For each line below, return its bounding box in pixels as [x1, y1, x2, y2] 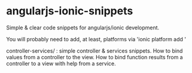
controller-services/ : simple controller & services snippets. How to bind [6, 47, 183, 54]
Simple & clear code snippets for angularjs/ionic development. [6, 24, 160, 31]
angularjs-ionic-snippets [6, 4, 133, 18]
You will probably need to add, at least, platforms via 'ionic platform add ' [6, 35, 187, 42]
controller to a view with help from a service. [6, 60, 117, 67]
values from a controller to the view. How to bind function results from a [6, 53, 184, 60]
